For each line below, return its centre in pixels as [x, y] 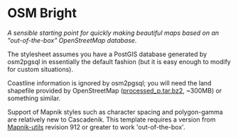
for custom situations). [40, 69]
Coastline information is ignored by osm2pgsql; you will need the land [109, 83]
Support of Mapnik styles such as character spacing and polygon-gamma [115, 112]
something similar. [34, 98]
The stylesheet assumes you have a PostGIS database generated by [107, 54]
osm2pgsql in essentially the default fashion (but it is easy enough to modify [119, 61]
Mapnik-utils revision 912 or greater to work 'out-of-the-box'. [97, 127]
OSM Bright [42, 13]
